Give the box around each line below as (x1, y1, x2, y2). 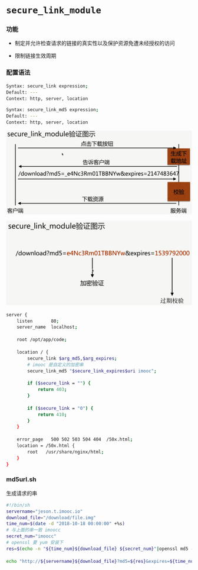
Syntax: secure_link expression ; (6, 83, 88, 89)
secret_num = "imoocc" (6, 533, 57, 539)
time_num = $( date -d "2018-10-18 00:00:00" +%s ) (6, 521, 126, 527)
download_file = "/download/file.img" (6, 514, 96, 520)
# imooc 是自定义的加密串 (27, 361, 84, 368)
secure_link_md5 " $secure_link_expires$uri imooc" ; (27, 368, 157, 374)
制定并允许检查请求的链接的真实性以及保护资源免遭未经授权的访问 (14, 40, 175, 47)
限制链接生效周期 (14, 52, 57, 59)
